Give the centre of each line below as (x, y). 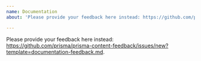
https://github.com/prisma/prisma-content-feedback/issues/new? (87, 46)
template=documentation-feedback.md (55, 52)
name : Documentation (32, 12)
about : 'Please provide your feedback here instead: (73, 17)
